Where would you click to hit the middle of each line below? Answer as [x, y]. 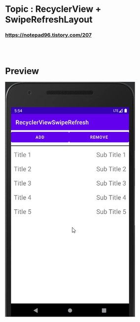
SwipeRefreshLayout [49, 20]
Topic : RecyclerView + [53, 9]
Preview [22, 71]
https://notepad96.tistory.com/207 [49, 35]
